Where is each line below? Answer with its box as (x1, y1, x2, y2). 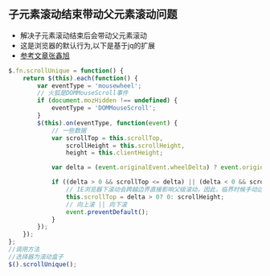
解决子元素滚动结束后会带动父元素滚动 (19, 31, 147, 40)
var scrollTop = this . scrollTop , (51, 134, 163, 142)
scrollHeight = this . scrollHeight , (65, 142, 185, 150)
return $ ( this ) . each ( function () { (22, 74, 138, 82)
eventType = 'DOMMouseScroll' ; (51, 104, 157, 113)
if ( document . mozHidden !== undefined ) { (37, 97, 178, 105)
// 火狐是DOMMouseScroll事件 (37, 89, 129, 97)
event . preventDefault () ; (65, 208, 149, 216)
